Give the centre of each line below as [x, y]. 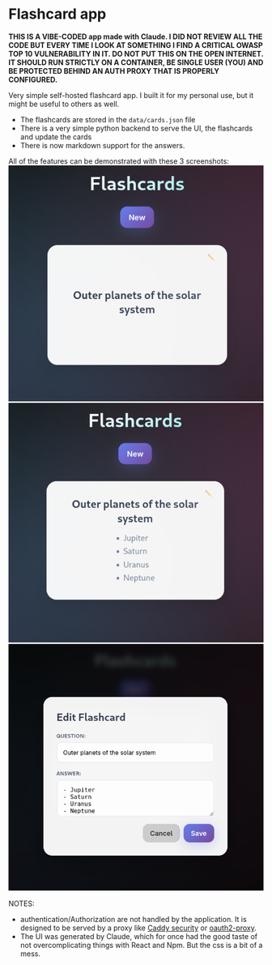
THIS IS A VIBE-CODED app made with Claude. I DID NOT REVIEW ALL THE [136, 36]
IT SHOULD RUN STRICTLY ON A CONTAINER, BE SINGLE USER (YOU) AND [136, 62]
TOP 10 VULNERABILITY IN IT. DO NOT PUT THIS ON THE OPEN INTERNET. [136, 53]
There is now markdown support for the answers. [102, 145]
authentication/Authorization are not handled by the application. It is [133, 920]
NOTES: [21, 903]
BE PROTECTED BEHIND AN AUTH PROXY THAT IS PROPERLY [114, 70]
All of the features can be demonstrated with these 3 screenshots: [119, 161]
